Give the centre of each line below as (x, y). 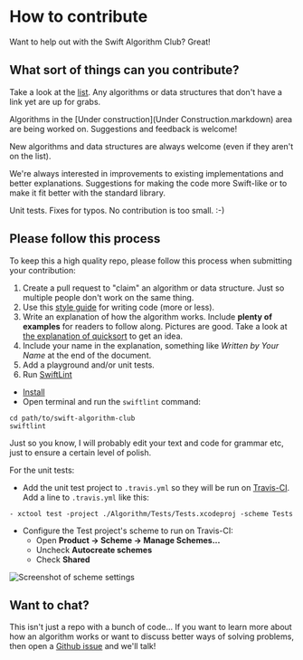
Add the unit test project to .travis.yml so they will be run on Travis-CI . (156, 487)
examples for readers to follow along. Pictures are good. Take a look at (155, 326)
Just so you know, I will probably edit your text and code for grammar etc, (147, 443)
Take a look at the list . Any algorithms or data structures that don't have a (146, 91)
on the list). (30, 156)
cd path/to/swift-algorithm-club (72, 418)
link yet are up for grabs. (55, 101)
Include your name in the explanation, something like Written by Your (151, 345)
